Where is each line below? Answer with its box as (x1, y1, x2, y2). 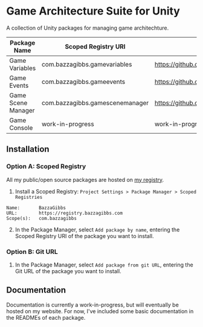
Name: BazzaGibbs (6, 204, 66, 211)
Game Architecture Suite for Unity (6, 4, 180, 18)
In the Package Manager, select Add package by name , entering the (14, 225, 180, 233)
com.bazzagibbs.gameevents (41, 77, 126, 86)
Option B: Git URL (6, 247, 59, 256)
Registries (14, 194, 43, 200)
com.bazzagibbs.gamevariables (41, 60, 132, 68)
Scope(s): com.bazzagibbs (6, 215, 77, 221)
